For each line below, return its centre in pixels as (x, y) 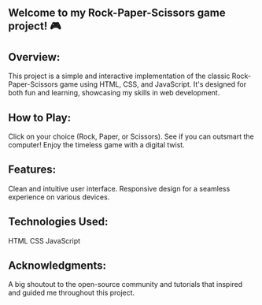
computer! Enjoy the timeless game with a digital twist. (96, 145)
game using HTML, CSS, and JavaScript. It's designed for (153, 84)
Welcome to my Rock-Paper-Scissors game (117, 13)
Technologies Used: (58, 222)
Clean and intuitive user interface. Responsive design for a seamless (119, 188)
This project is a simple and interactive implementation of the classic (119, 76)
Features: (32, 170)
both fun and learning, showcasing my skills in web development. (114, 93)
